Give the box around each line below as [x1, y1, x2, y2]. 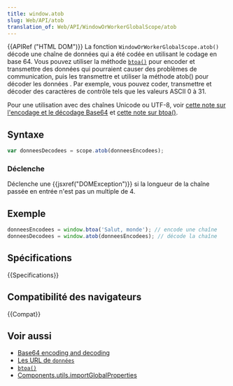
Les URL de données [17, 356, 75, 365]
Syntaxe [7, 128, 44, 140]
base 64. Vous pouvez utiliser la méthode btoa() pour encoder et [7, 58, 195, 66]
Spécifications [7, 252, 72, 264]
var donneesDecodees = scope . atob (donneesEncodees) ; [7, 147, 164, 154]
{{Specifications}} [7, 271, 59, 279]
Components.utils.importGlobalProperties [17, 371, 138, 380]
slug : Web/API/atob [7, 17, 64, 24]
